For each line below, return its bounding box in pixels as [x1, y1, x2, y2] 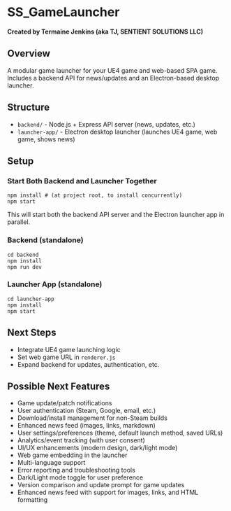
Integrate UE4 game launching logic [17, 345, 121, 353]
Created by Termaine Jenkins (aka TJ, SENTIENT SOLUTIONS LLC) [7, 27, 204, 36]
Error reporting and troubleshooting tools [17, 466, 136, 475]
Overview [7, 48, 51, 59]
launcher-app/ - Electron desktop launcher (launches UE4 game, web [17, 127, 218, 136]
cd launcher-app [7, 295, 54, 302]
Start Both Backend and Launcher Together [7, 176, 157, 185]
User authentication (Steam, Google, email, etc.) [17, 407, 156, 415]
